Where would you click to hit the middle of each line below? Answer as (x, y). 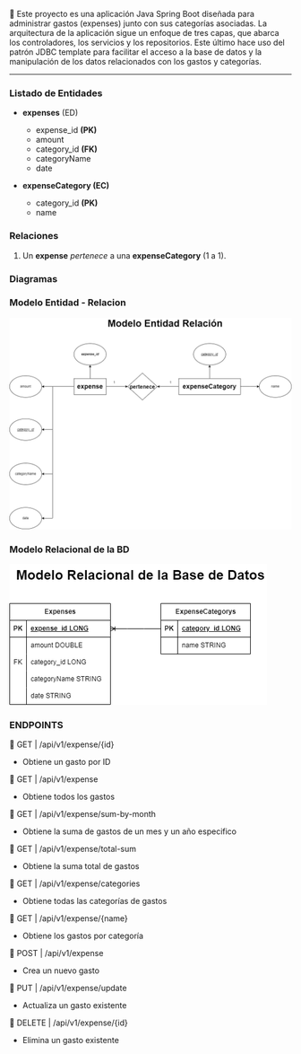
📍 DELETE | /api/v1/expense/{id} (69, 1023)
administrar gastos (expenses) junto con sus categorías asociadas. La (138, 23)
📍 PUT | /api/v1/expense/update (68, 988)
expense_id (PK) (66, 130)
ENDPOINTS (37, 725)
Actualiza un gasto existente (74, 1006)
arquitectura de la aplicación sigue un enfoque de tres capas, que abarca (144, 33)
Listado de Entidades (56, 92)
